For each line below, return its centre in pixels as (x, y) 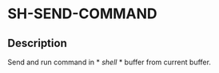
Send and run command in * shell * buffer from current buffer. (109, 62)
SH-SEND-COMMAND (82, 14)
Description (37, 43)
